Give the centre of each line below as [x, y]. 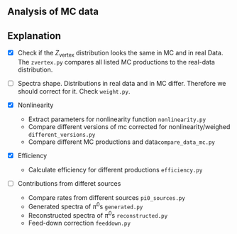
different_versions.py [62, 135]
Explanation [34, 36]
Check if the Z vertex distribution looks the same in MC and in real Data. [120, 54]
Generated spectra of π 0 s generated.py [86, 206]
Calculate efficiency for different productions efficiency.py [115, 170]
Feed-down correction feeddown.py [79, 223]
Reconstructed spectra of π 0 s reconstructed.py [98, 214]
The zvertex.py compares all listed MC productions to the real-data [116, 62]
